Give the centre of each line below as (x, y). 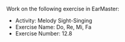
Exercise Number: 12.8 (44, 33)
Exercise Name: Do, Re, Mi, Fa (53, 27)
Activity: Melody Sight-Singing (54, 20)
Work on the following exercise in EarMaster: (63, 9)
